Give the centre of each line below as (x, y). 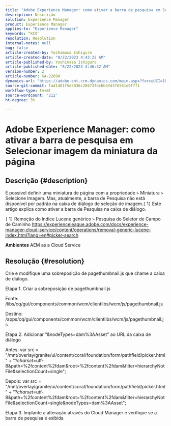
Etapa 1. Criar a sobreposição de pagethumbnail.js (58, 289)
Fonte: (12, 299)
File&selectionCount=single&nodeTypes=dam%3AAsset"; (66, 403)
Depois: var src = (23, 381)
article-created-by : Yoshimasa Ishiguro (49, 52)
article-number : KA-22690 (33, 76)
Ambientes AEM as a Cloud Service (43, 245)
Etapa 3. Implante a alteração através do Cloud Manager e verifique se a (81, 413)
